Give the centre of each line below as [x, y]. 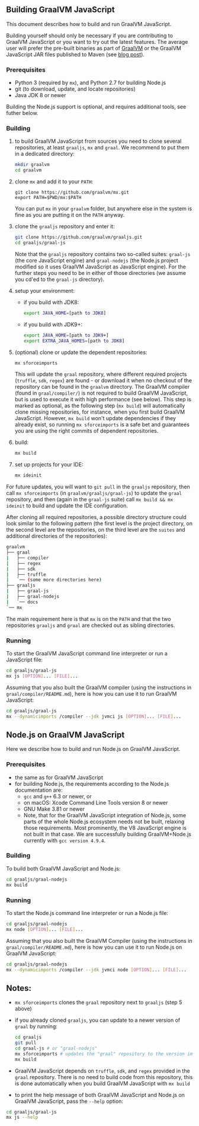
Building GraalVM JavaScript [60, 10]
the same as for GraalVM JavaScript [59, 777]
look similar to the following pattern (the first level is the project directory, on [99, 523]
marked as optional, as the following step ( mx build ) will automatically [100, 406]
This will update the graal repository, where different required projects [101, 374]
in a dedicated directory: [45, 154]
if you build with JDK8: [51, 302]
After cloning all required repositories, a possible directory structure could [96, 517]
